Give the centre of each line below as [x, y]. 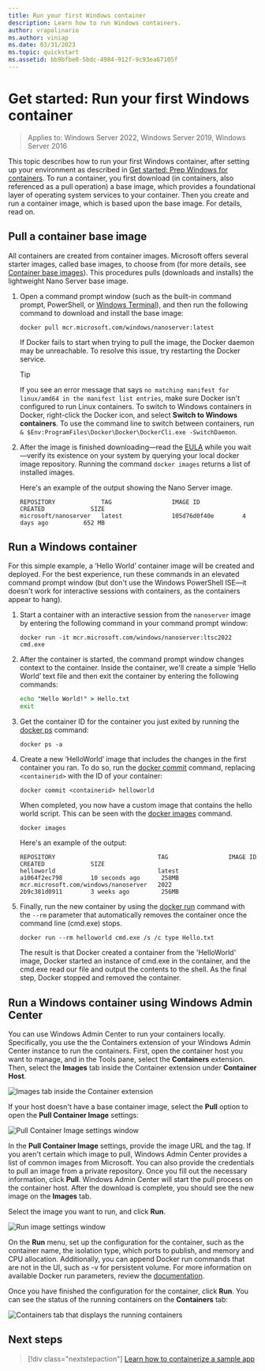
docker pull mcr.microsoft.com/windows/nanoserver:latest [117, 328]
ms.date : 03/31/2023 [42, 45]
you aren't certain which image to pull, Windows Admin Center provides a [128, 1154]
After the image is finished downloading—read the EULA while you [128, 447]
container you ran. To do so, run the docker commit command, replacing [137, 767]
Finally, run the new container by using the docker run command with [132, 907]
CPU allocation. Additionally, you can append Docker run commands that [127, 1259]
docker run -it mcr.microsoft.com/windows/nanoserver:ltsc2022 [126, 638]
